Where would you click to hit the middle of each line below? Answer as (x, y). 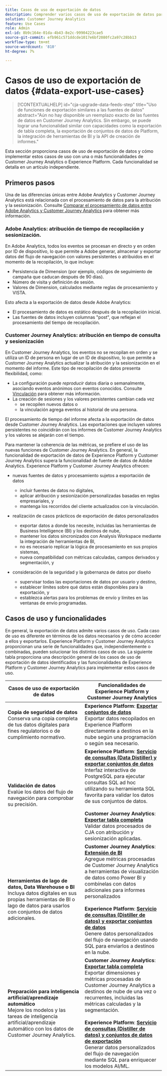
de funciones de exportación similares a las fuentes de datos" (81, 110)
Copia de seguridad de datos (43, 712)
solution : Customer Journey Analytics (45, 19)
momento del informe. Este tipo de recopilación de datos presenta (73, 368)
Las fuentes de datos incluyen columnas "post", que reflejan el (76, 317)
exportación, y (35, 592)
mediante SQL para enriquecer (120, 1060)
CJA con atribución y (109, 832)
